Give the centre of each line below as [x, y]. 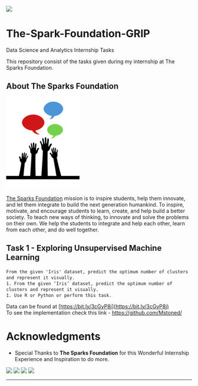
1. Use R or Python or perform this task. [59, 295]
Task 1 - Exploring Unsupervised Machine [84, 248]
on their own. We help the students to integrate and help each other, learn [96, 223]
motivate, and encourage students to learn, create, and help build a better [96, 211]
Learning [23, 258]
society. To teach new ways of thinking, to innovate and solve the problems [98, 217]
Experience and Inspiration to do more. [62, 359]
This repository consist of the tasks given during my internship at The [90, 61]
